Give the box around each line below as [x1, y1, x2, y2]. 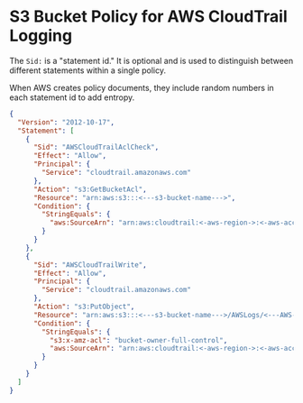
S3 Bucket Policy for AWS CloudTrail [9, 6, 288, 27]
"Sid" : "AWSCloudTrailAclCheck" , [32, 142, 160, 152]
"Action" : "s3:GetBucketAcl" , [32, 185, 147, 194]
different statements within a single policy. [9, 65, 167, 76]
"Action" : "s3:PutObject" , [32, 302, 135, 312]
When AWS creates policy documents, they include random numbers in [9, 82, 275, 93]
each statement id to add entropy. [9, 92, 135, 103]
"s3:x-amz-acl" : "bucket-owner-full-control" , [49, 335, 228, 344]
